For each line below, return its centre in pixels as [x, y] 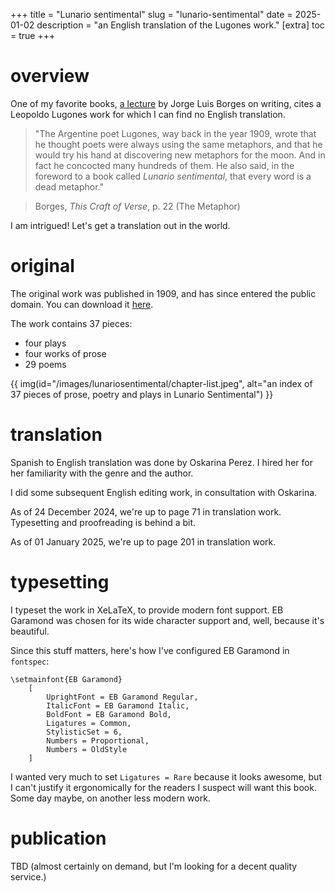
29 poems [45, 364]
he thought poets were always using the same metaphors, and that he [178, 144]
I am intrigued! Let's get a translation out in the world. [120, 225]
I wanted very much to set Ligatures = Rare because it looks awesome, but [166, 776]
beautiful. [30, 631]
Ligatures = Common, [89, 723]
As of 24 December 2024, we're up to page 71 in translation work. [146, 511]
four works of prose [65, 353]
